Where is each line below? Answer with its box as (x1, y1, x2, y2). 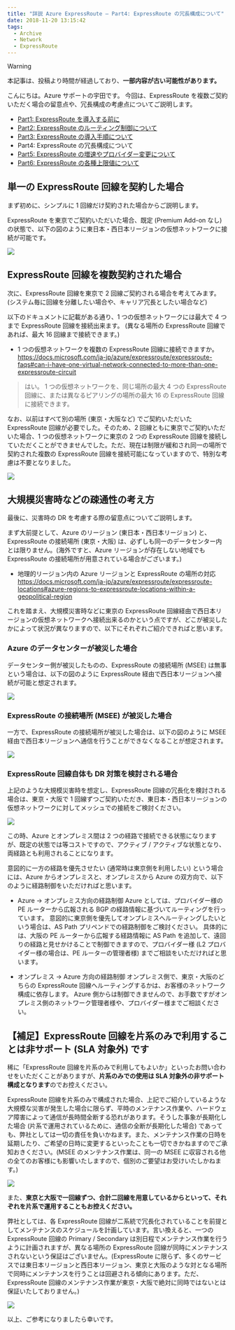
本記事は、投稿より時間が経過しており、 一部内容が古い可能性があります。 (7, 76, 220, 85)
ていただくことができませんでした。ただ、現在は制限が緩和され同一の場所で (7, 440, 227, 449)
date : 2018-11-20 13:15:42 (7, 17, 86, 24)
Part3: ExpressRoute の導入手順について (17, 132, 134, 141)
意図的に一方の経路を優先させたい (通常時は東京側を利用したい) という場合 (7, 864, 224, 872)
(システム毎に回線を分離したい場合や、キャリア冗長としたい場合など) (7, 297, 208, 306)
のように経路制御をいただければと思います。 (7, 881, 136, 890)
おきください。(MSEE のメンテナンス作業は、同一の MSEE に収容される (13, 1148, 220, 1156)
